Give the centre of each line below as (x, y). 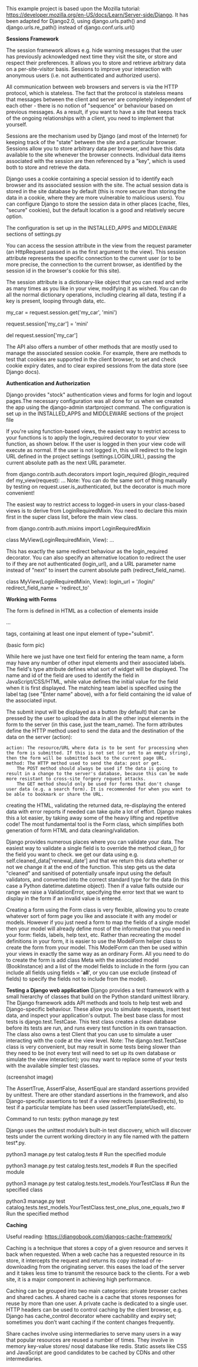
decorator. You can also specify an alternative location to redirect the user (96, 557)
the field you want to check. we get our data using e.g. (72, 854)
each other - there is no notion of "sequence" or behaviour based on (90, 105)
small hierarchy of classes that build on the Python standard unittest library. (98, 997)
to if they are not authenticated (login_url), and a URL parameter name (91, 564)
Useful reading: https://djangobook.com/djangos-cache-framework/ (89, 1236)
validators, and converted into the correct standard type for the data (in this (98, 879)
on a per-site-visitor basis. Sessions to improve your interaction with (89, 69)
